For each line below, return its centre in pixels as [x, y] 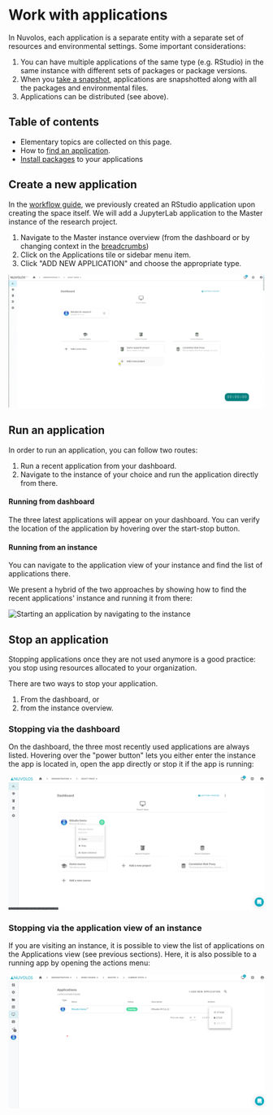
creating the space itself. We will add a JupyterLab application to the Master [136, 212]
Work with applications [88, 15]
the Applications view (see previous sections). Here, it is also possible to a [133, 955]
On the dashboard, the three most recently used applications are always [129, 747]
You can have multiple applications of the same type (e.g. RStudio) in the [142, 62]
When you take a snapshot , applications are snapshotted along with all [139, 79]
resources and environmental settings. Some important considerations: [127, 46]
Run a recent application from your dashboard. [98, 466]
